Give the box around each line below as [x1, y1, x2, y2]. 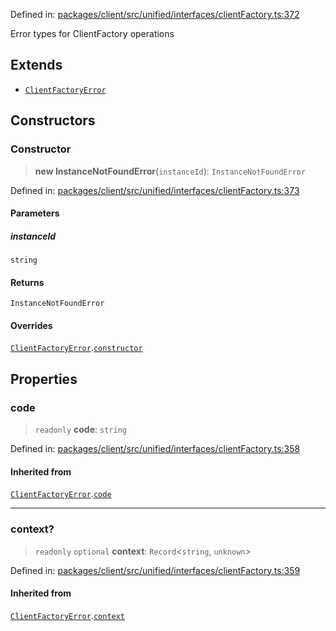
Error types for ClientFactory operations [10, 28, 175, 39]
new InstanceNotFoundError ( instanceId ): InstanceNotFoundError [34, 165, 307, 177]
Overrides [10, 319, 53, 331]
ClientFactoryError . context [10, 609, 126, 621]
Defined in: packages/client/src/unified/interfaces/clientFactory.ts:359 [10, 564, 301, 576]
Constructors [10, 112, 96, 129]
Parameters [10, 207, 60, 219]
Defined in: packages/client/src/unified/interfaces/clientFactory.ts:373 [10, 184, 300, 196]
